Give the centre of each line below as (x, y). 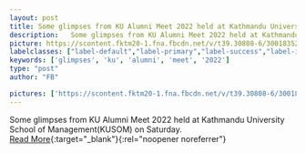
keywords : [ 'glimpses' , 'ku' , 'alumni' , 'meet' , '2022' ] (120, 60)
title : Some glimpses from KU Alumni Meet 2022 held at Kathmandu (138, 26)
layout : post (34, 18)
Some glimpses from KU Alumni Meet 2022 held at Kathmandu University (147, 119)
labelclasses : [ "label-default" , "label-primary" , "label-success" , (138, 52)
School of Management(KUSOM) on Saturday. (96, 129)
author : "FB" (34, 77)
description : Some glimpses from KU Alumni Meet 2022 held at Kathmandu (154, 35)
